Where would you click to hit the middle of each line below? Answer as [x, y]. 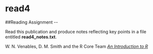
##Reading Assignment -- [32, 22]
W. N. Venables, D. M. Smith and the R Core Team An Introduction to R [77, 46]
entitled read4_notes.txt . [31, 37]
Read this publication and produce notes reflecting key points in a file [76, 31]
